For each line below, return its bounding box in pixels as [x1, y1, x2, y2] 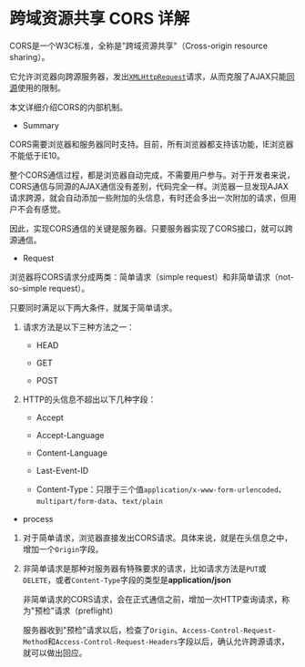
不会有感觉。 [16, 203, 66, 214]
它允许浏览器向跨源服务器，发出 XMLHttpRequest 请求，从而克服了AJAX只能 [9, 70, 287, 82]
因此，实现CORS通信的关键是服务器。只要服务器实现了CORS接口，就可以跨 [9, 222, 293, 233]
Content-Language [36, 447, 107, 458]
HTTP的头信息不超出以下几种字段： [22, 394, 157, 405]
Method [22, 637, 48, 647]
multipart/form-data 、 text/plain [36, 495, 164, 506]
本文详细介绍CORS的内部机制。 [9, 101, 127, 112]
